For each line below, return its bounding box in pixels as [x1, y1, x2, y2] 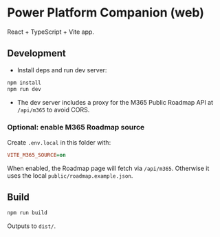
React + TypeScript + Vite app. [7, 28, 95, 36]
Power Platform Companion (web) [7, 5, 205, 21]
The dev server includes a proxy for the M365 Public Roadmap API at [16, 98, 214, 106]
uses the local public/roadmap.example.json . [7, 171, 133, 180]
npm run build [7, 209, 48, 216]
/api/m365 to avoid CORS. [16, 105, 90, 114]
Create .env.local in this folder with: [7, 138, 111, 146]
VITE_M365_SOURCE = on [7, 152, 67, 158]
